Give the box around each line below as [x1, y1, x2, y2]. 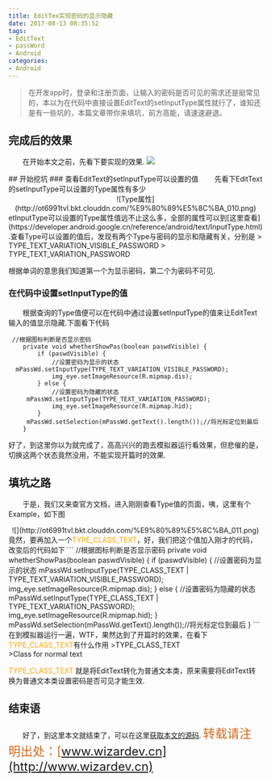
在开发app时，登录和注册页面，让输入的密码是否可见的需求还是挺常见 [27, 87, 261, 97]
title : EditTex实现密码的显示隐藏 [8, 11, 114, 20]
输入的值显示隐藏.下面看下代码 [8, 317, 110, 327]
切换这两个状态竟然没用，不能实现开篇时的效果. [8, 450, 167, 460]
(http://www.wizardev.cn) [8, 759, 153, 775]
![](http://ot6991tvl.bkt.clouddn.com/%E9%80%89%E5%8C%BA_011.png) [11, 525, 260, 535]
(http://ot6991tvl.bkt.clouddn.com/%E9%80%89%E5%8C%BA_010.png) [15, 203, 256, 212]
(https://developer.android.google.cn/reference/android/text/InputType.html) [8, 221, 263, 231]
